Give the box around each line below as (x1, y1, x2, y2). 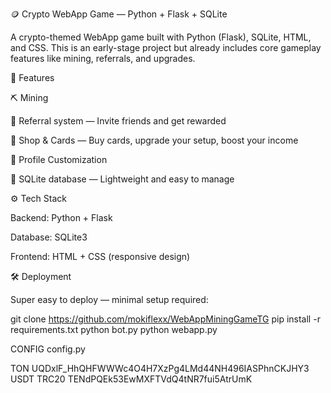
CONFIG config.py (10, 343, 86, 355)
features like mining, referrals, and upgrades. (10, 53, 196, 64)
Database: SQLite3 (10, 231, 88, 243)
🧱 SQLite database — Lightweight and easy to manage (10, 173, 235, 185)
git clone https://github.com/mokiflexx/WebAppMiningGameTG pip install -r (10, 313, 321, 325)
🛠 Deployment (10, 271, 72, 282)
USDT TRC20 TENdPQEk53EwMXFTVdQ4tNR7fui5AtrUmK (10, 373, 253, 385)
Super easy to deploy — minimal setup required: (10, 294, 209, 305)
